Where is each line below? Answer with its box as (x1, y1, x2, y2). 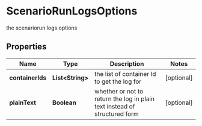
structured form (94, 110, 139, 118)
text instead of (94, 102, 135, 110)
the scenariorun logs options (6, 24, 78, 31)
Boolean (52, 98, 77, 107)
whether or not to (94, 87, 144, 95)
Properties (6, 42, 47, 52)
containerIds (9, 74, 47, 82)
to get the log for (94, 77, 142, 86)
